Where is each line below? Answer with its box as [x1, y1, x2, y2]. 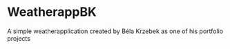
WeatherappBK [7, 4, 97, 20]
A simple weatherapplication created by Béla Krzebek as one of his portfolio [7, 27, 223, 35]
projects [7, 34, 31, 42]
